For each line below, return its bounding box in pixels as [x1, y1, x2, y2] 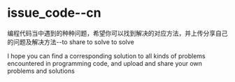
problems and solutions [7, 67, 75, 75]
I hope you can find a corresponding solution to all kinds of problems [7, 51, 206, 60]
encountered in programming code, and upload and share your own [7, 59, 203, 67]
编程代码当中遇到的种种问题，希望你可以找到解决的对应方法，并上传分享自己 [7, 29, 228, 37]
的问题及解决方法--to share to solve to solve [7, 37, 134, 46]
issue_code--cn [7, 5, 101, 21]
